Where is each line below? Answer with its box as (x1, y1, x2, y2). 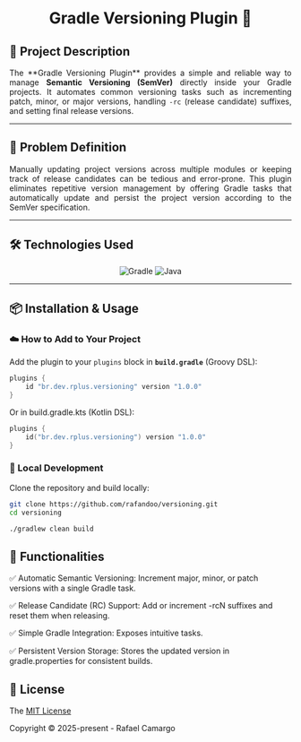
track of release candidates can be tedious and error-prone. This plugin (9, 173, 292, 184)
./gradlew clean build (9, 524, 94, 533)
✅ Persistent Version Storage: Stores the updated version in (9, 645, 230, 657)
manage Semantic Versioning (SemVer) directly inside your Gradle (9, 77, 292, 88)
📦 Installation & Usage (9, 301, 139, 316)
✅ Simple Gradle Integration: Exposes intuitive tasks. (9, 627, 203, 639)
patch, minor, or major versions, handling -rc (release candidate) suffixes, (9, 96, 293, 107)
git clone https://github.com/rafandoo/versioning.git (9, 499, 219, 509)
